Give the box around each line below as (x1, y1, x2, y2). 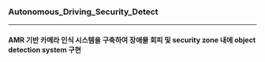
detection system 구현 (8, 45, 81, 54)
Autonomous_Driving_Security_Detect (8, 6, 159, 17)
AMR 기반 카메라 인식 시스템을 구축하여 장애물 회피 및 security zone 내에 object (8, 35, 256, 45)
